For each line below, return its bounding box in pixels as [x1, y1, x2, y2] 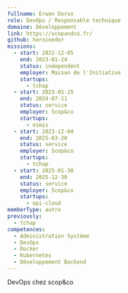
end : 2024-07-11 [20, 96, 68, 103]
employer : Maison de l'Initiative [20, 69, 121, 76]
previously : [7, 213, 42, 220]
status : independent [20, 63, 80, 70]
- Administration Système [13, 233, 90, 240]
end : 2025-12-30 [20, 174, 68, 181]
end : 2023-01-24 [20, 56, 68, 63]
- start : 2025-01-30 [13, 167, 74, 174]
